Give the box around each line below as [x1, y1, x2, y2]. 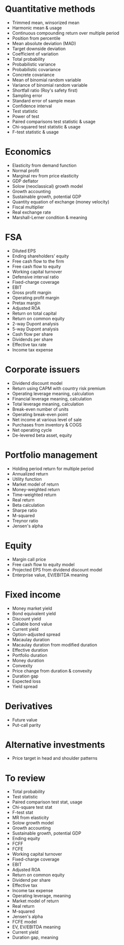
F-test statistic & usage [12, 129, 59, 135]
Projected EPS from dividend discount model [12, 567, 103, 572]
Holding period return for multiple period [12, 466, 94, 472]
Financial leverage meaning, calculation [12, 396, 92, 401]
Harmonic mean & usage [12, 25, 62, 30]
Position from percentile [12, 35, 61, 41]
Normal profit [12, 168, 39, 174]
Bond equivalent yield [12, 610, 56, 616]
